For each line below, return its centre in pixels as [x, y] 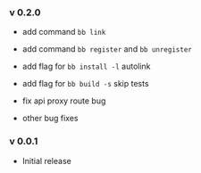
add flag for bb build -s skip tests [85, 84]
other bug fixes [50, 119]
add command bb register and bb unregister [107, 49]
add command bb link [64, 32]
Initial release [46, 161]
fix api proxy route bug [64, 101]
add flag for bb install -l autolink [86, 66]
